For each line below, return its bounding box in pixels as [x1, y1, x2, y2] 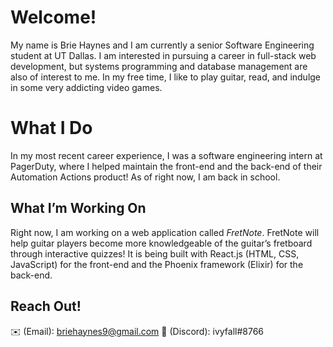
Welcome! [10, 6, 97, 29]
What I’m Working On [10, 200, 147, 217]
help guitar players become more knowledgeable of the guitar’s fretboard [10, 237, 313, 249]
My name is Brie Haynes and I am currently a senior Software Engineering [10, 39, 315, 51]
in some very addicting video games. [10, 81, 163, 93]
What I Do [10, 117, 93, 140]
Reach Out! [10, 298, 82, 315]
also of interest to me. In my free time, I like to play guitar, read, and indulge [10, 71, 322, 83]
